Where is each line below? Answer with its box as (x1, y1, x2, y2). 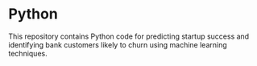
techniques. (8, 48, 48, 58)
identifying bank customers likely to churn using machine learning (8, 39, 227, 49)
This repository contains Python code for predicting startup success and (8, 31, 250, 41)
